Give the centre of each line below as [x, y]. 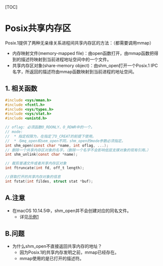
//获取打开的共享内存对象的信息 [33, 177]
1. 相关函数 [21, 88]
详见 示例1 [29, 217]
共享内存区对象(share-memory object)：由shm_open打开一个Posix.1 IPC [85, 65]
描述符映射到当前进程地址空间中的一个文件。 [66, 59]
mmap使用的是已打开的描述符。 [52, 259]
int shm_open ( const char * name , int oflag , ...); [57, 145]
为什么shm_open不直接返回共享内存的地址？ [57, 246]
